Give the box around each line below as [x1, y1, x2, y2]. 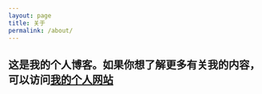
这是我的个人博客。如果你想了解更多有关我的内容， [8, 57, 260, 72]
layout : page [8, 11, 52, 20]
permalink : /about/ [8, 26, 73, 34]
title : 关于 [8, 19, 46, 27]
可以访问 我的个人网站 [8, 72, 113, 86]
